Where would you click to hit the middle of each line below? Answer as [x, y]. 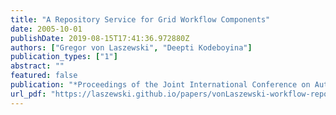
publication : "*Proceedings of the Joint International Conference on [160, 85]
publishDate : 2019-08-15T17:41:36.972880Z [100, 38]
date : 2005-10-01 [46, 29]
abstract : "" [37, 66]
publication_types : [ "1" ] [64, 57]
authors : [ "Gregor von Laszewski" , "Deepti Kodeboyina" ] [131, 47]
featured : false [44, 76]
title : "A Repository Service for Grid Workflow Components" [140, 19]
